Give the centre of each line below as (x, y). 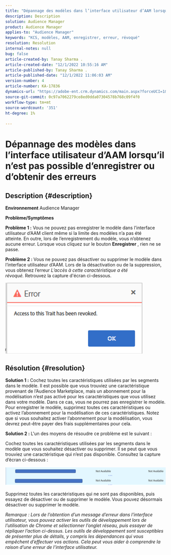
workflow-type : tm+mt (28, 102)
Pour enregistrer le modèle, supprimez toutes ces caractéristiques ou (78, 407)
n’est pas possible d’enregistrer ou (80, 166)
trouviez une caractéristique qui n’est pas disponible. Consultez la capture (83, 454)
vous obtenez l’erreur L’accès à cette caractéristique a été (67, 270)
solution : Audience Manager (35, 21)
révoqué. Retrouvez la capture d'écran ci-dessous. (59, 276)
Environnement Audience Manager (42, 208)
